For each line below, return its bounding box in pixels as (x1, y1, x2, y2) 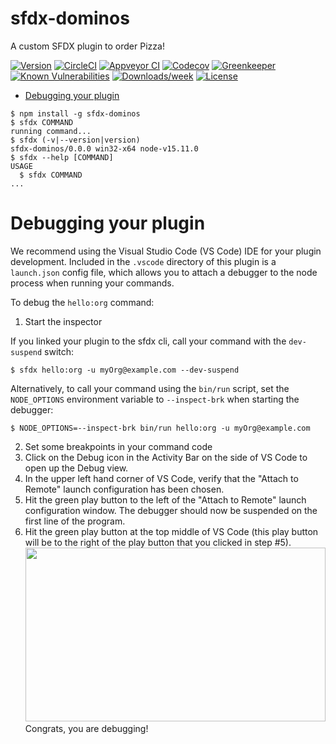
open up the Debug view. (24, 462, 129, 474)
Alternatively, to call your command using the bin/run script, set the (10, 382, 290, 394)
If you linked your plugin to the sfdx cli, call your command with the (10, 335, 287, 347)
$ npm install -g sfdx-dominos (10, 108, 141, 119)
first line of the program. (24, 515, 126, 527)
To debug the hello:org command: (10, 296, 155, 308)
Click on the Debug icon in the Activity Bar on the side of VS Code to (24, 451, 308, 463)
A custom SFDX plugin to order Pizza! (10, 40, 165, 52)
